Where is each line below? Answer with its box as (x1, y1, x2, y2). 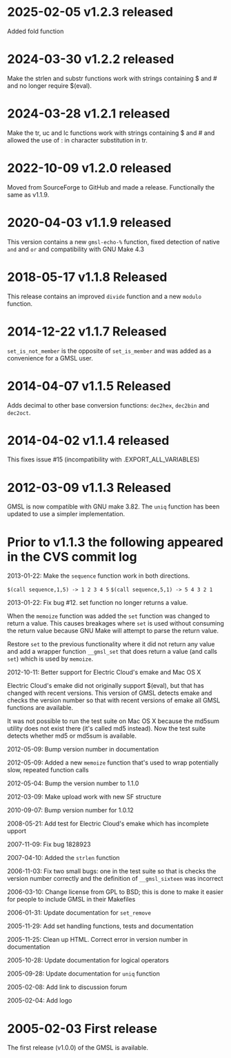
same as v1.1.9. (7, 190, 50, 199)
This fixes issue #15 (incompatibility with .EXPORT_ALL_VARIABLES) (7, 455, 200, 464)
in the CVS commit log (7, 549, 137, 565)
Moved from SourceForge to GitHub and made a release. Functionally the (7, 183, 215, 191)
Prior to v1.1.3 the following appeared (7, 534, 224, 550)
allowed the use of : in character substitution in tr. (7, 136, 148, 144)
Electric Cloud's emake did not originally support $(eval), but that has (7, 682, 205, 690)
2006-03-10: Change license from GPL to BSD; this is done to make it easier (7, 888, 224, 896)
